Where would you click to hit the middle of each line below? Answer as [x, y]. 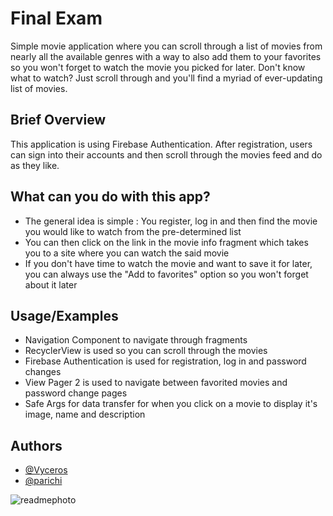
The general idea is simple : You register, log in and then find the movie [171, 221]
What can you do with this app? [110, 197]
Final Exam [56, 18]
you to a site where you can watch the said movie [127, 253]
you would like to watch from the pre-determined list [133, 231]
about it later [51, 284]
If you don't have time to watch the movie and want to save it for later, [168, 263]
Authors [36, 445]
